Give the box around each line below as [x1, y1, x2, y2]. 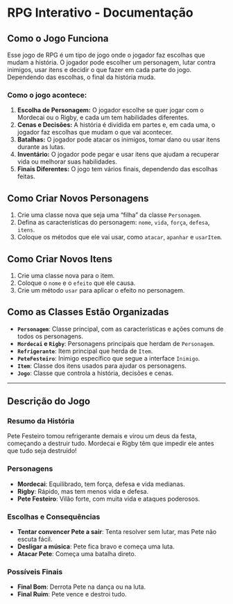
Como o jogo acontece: [7, 90, 87, 100]
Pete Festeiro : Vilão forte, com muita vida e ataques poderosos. [17, 494, 200, 503]
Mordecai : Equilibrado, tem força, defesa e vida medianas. [17, 480, 185, 488]
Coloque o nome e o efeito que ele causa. [17, 279, 136, 287]
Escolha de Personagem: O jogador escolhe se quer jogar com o [17, 106, 205, 114]
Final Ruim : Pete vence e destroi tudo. [17, 590, 127, 598]
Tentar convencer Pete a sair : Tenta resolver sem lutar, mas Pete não [17, 528, 217, 536]
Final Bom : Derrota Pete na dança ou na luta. [17, 583, 146, 591]
